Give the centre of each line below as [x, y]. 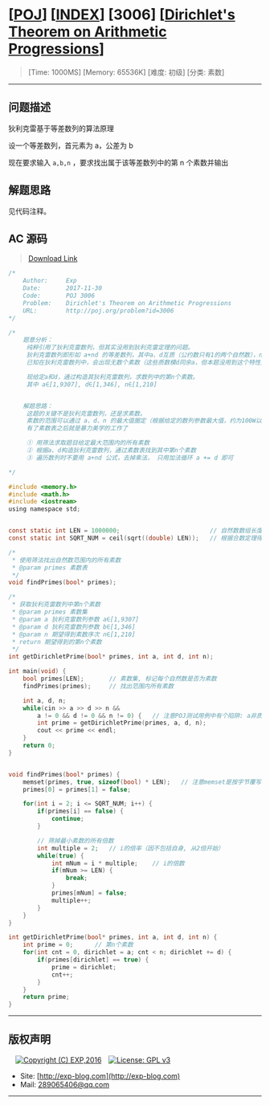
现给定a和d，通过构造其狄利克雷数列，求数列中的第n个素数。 [112, 377]
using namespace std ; [45, 509]
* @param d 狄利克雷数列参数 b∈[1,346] [74, 627]
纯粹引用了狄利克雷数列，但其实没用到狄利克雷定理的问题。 [110, 348]
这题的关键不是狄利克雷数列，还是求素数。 [86, 414]
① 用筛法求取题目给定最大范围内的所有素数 [88, 443]
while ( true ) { [61, 856]
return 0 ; [39, 745]
